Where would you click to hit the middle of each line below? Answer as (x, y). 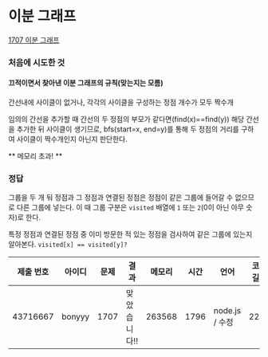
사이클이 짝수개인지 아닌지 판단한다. (72, 139)
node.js (227, 311)
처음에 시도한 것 (37, 62)
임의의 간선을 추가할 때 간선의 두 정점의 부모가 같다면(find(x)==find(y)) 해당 (126, 120)
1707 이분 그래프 (34, 40)
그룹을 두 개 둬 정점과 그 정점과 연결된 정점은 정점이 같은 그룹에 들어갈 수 (121, 198)
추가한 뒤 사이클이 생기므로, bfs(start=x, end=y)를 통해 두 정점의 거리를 (128, 129)
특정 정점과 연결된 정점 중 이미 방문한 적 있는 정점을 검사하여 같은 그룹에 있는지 (130, 234)
